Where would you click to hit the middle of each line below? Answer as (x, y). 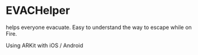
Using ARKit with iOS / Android (44, 45)
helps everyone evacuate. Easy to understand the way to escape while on (99, 27)
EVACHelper (38, 11)
